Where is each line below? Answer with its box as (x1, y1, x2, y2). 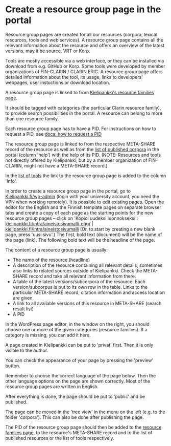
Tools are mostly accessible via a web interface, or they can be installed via (5, 57, 164, 63)
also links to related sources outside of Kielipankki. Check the (12, 267, 142, 273)
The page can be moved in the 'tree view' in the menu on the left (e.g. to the (5, 409, 165, 415)
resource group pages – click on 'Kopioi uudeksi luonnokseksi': (5, 215, 138, 221)
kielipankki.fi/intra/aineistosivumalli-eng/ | (5, 220, 93, 226)
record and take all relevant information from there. (29, 273, 136, 279)
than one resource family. (5, 115, 59, 121)
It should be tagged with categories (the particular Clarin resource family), (5, 104, 161, 111)
